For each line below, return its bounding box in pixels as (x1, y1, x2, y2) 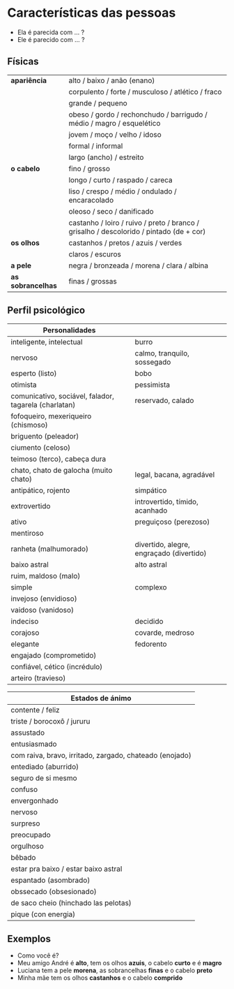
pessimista (134, 379, 171, 389)
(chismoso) (10, 420, 49, 430)
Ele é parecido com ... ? (17, 35, 85, 43)
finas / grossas (68, 276, 117, 286)
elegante (10, 639, 40, 649)
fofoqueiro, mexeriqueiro (10, 411, 92, 420)
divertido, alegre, (134, 539, 190, 549)
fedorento (134, 639, 167, 649)
